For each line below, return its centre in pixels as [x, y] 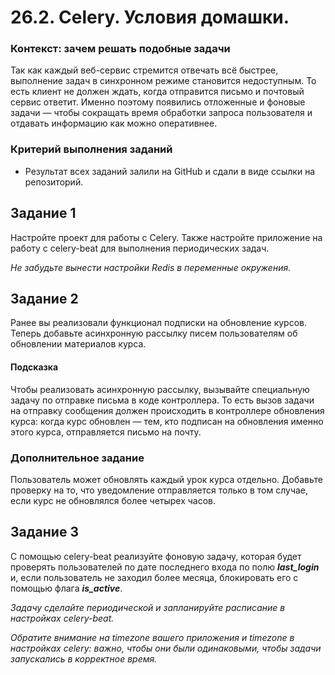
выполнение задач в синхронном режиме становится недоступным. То [163, 81]
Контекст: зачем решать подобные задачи [120, 49]
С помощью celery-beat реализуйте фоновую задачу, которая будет [156, 556]
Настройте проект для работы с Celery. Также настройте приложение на [166, 237]
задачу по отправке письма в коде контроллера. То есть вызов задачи [162, 400]
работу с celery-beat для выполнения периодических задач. [140, 248]
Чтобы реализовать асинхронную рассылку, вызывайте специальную [160, 389]
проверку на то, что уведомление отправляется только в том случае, [159, 490]
